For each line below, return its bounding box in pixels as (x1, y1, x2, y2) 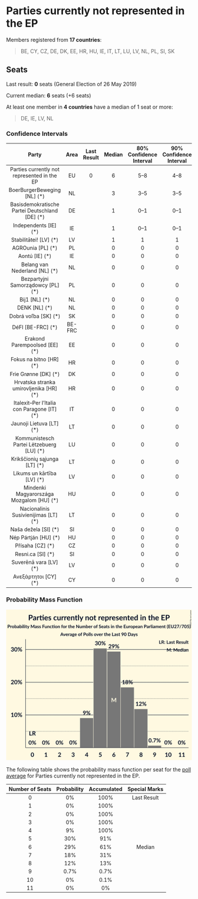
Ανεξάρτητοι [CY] (12, 573, 57, 580)
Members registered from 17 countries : (6, 36, 102, 43)
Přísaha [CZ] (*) (15, 542, 55, 550)
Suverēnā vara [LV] (11, 558, 58, 565)
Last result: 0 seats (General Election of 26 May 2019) (6, 80, 137, 87)
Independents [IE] (12, 221, 57, 228)
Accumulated (88, 785, 123, 792)
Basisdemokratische (10, 201, 60, 208)
